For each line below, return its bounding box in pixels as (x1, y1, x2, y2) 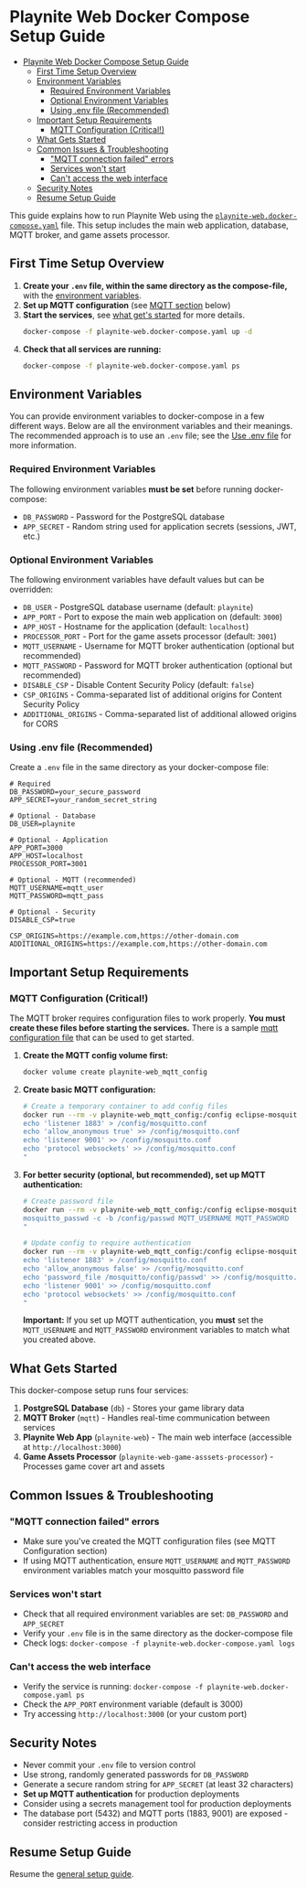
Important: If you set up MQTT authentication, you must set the (22, 1314, 264, 1325)
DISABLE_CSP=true (9, 916, 76, 925)
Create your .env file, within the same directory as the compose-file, (22, 280, 288, 291)
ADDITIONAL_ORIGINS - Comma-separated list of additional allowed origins (22, 708, 297, 719)
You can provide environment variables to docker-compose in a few (9, 411, 265, 422)
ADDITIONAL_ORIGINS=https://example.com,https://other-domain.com (9, 939, 268, 949)
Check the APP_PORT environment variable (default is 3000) (22, 1699, 244, 1710)
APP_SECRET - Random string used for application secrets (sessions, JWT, (22, 520, 297, 531)
